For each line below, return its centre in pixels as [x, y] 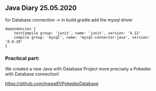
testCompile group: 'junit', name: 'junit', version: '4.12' [77, 33]
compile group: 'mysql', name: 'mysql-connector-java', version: [82, 37]
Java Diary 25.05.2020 [41, 8]
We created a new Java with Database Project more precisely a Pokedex [78, 69]
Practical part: [22, 58]
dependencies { [21, 29]
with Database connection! [32, 74]
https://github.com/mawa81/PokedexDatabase [52, 84]
